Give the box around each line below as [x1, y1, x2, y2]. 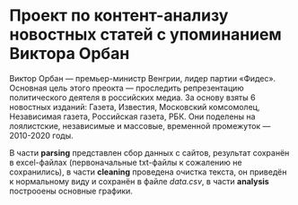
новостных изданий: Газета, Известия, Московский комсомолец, [9, 101, 260, 112]
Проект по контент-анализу [9, 5, 229, 26]
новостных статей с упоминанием [9, 24, 283, 45]
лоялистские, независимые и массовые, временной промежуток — [9, 120, 271, 131]
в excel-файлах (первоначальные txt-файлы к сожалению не [9, 157, 242, 167]
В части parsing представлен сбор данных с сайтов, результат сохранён [9, 147, 290, 158]
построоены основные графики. [9, 185, 133, 196]
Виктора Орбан [9, 44, 130, 64]
